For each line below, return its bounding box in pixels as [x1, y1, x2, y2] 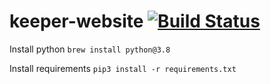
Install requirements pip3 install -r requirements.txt [9, 62, 237, 74]
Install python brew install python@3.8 [9, 43, 171, 55]
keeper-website [9, 10, 144, 33]
